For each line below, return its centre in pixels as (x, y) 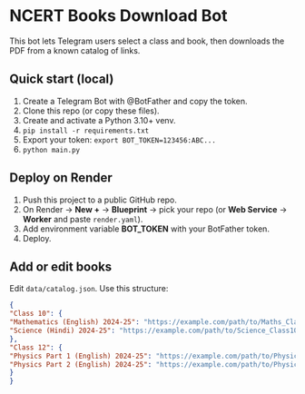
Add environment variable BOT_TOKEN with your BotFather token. (146, 229)
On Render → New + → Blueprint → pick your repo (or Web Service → (155, 209)
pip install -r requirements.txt (86, 131)
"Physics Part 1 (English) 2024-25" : (81, 356)
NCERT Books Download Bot (118, 16)
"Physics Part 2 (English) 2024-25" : (81, 364)
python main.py (51, 150)
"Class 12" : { (36, 347)
